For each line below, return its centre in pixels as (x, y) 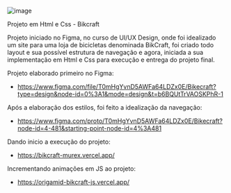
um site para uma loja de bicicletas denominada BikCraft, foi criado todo (111, 45)
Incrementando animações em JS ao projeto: (72, 169)
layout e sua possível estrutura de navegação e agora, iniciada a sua (105, 52)
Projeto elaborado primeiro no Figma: (61, 73)
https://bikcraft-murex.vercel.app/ (66, 155)
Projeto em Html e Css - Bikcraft (53, 24)
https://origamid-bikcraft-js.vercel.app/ (73, 182)
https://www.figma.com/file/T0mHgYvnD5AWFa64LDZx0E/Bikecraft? (117, 86)
